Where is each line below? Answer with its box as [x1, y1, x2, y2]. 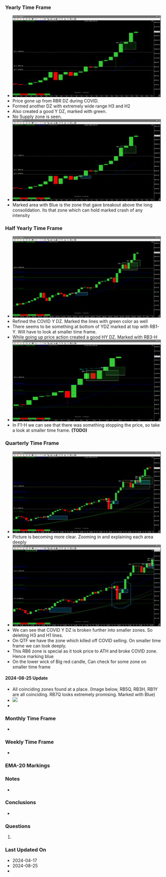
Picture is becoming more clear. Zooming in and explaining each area [12, 534, 154, 540]
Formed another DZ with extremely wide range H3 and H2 [12, 103, 130, 109]
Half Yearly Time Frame [5, 224, 63, 231]
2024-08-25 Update [5, 675, 48, 681]
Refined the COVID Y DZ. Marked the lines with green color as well [12, 318, 148, 324]
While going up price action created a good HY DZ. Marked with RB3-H [12, 334, 158, 340]
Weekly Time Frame [5, 738, 54, 745]
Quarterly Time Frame [5, 440, 59, 447]
